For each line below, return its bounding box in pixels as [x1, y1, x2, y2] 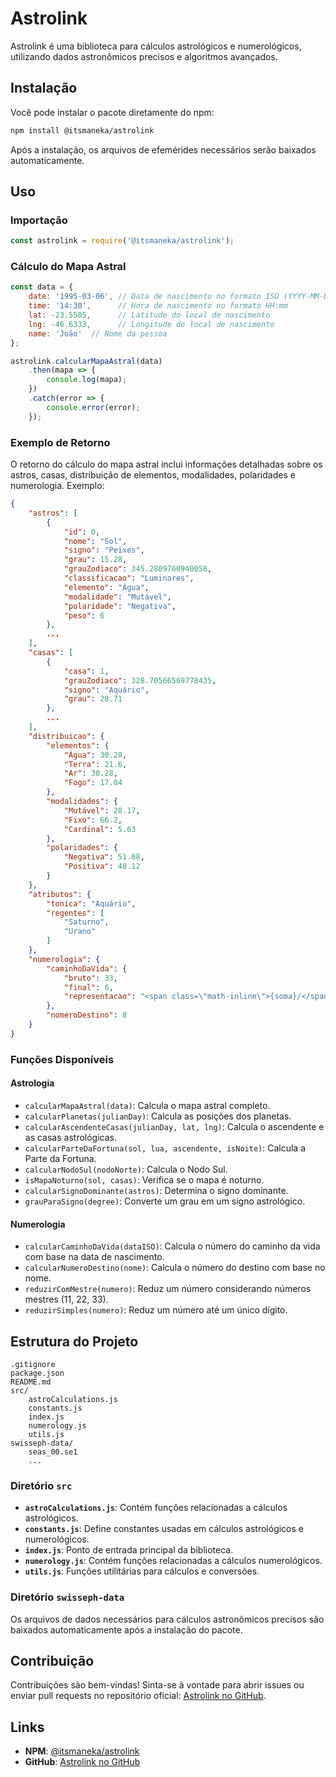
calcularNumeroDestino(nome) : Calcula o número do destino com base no [24, 1262, 326, 1274]
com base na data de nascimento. [24, 1251, 165, 1263]
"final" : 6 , [63, 982, 114, 992]
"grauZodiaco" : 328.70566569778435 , [63, 675, 217, 686]
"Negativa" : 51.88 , [63, 852, 145, 862]
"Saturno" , [63, 917, 110, 927]
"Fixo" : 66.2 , [63, 815, 123, 825]
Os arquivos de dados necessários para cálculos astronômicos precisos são [10, 1613, 325, 1625]
